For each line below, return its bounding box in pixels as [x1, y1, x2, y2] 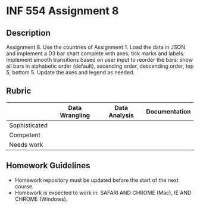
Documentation [145, 107, 191, 115]
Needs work [9, 140, 43, 149]
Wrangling [60, 111, 90, 119]
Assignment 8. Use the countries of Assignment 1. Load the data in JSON [6, 43, 186, 51]
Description [6, 28, 51, 38]
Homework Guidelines [6, 160, 90, 171]
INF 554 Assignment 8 [6, 4, 119, 18]
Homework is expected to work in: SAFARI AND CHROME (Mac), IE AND [14, 189, 192, 196]
